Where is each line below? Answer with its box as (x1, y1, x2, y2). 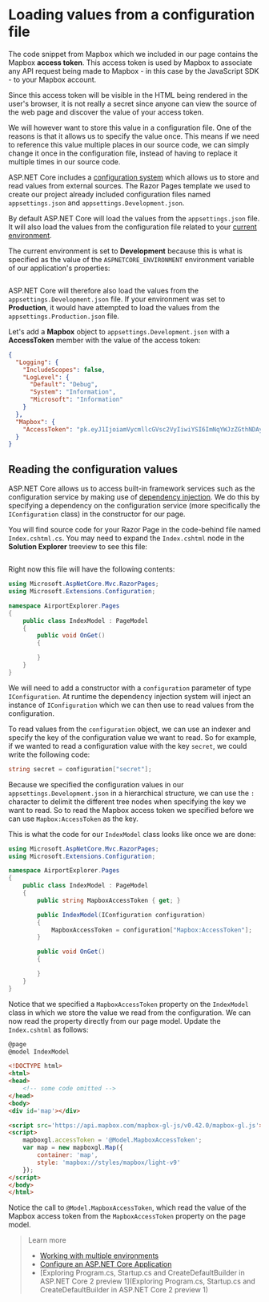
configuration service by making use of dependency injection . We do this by (8, 492, 260, 502)
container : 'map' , (37, 1151, 98, 1159)
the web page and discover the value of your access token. (8, 107, 204, 117)
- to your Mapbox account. (8, 75, 97, 84)
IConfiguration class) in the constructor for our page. (8, 509, 186, 519)
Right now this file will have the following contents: (8, 564, 175, 574)
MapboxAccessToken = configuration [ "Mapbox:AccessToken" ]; (50, 926, 252, 934)
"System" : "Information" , (29, 388, 116, 396)
